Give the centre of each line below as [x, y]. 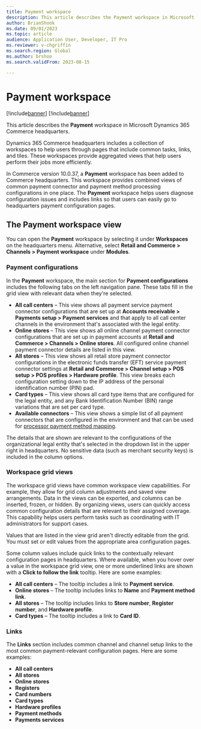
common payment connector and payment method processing [83, 187]
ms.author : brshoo [29, 56]
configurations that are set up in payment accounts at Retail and [94, 337]
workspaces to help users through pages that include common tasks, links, [99, 149]
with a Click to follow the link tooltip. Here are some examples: [84, 572]
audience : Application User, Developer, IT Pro [67, 40]
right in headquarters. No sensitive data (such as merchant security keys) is [100, 450]
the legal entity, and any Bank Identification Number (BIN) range [94, 400]
